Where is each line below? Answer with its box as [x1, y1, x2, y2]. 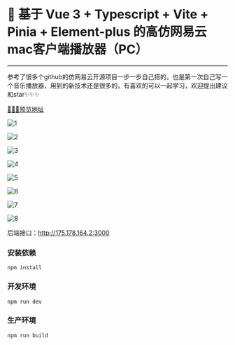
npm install [7, 264, 42, 271]
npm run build [7, 332, 49, 339]
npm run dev [7, 298, 42, 305]
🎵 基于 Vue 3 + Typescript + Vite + [7, 6, 208, 22]
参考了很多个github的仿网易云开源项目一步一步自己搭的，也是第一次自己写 [7, 72, 222, 81]
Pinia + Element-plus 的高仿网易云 [7, 24, 208, 40]
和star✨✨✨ [7, 90, 40, 98]
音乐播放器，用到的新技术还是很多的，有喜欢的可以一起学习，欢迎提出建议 [13, 81, 228, 90]
